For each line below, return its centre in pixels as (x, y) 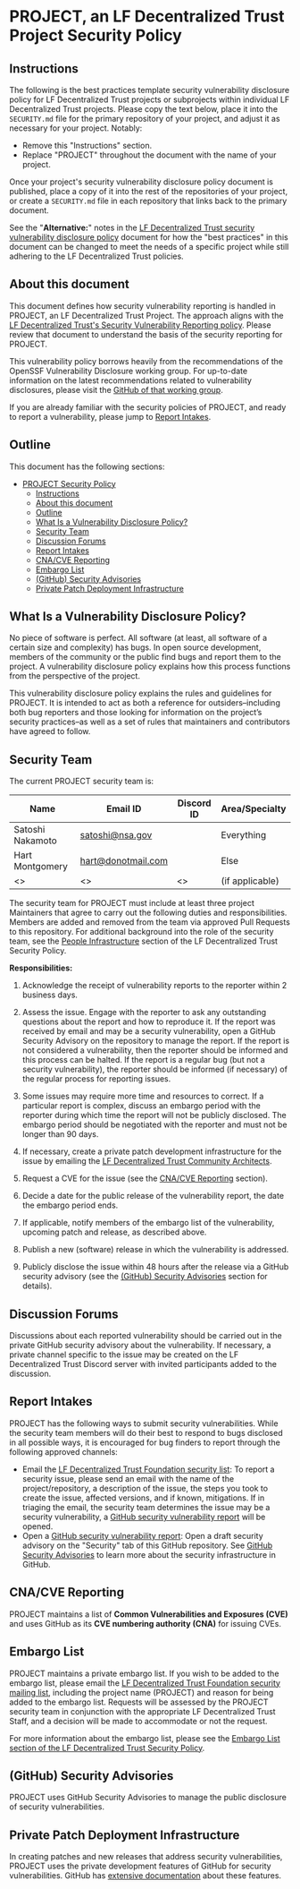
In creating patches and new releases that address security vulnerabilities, (146, 1857)
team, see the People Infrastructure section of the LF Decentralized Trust (144, 941)
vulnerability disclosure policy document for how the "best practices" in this (149, 237)
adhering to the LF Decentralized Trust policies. (97, 256)
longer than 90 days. (60, 1134)
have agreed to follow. (50, 731)
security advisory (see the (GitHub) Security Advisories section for (145, 1277)
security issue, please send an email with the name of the (128, 1478)
